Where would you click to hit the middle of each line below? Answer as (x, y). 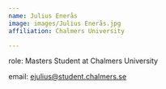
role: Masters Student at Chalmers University (83, 61)
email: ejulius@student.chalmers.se (68, 77)
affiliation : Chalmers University (67, 31)
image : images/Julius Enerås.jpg (65, 23)
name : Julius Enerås (43, 16)
